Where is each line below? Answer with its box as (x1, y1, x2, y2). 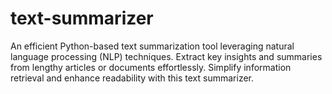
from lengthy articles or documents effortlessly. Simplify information (10, 61, 292, 73)
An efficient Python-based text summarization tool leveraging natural (10, 40, 295, 52)
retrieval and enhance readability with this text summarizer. (10, 72, 254, 84)
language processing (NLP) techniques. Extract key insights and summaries (10, 50, 323, 62)
